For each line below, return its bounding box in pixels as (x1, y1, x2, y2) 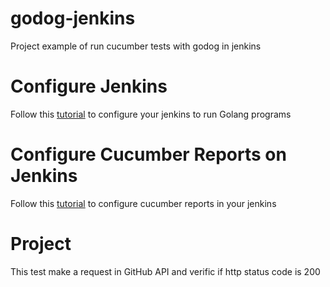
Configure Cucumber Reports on (10, 143, 287, 166)
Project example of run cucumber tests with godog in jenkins (10, 40, 262, 52)
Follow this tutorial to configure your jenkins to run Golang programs (10, 108, 292, 120)
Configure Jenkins (10, 75, 168, 98)
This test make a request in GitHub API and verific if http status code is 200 (10, 265, 321, 277)
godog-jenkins (10, 7, 136, 30)
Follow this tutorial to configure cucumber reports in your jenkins (10, 197, 277, 209)
